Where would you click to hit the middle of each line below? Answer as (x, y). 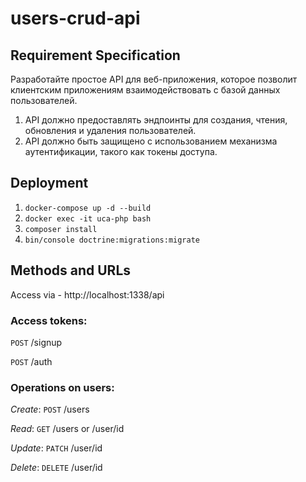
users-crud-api (75, 18)
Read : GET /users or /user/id (67, 429)
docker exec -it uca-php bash (88, 218)
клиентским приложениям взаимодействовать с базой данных (145, 90)
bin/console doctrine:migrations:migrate (112, 240)
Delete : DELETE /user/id (56, 468)
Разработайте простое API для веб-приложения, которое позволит (154, 79)
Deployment (49, 183)
